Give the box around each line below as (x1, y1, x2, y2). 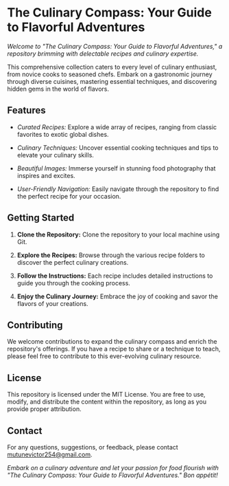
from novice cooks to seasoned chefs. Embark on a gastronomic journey (7, 70, 213, 78)
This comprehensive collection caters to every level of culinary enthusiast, (7, 63, 217, 71)
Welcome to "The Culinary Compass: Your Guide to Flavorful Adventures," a (7, 42, 223, 50)
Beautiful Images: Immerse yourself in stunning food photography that (16, 164, 216, 173)
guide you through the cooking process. (16, 278, 130, 287)
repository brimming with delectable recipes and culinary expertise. (7, 49, 199, 58)
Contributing (7, 319, 63, 331)
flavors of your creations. (16, 299, 88, 307)
